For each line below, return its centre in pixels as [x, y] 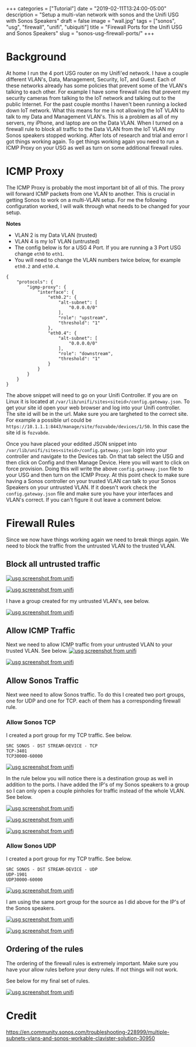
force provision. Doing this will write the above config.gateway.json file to [95, 469]
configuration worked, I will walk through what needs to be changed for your [98, 206]
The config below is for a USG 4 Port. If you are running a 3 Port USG [98, 247]
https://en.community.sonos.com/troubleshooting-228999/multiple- [88, 1032]
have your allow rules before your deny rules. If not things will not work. [92, 969]
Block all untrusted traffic [53, 564]
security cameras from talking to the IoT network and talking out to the [91, 98]
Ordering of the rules [45, 949]
